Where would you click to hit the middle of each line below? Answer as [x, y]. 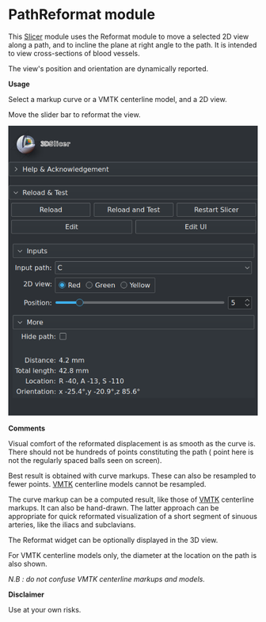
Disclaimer [27, 594]
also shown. [28, 563]
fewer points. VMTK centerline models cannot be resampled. [107, 484]
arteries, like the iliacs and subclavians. [72, 525]
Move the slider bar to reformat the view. [74, 114]
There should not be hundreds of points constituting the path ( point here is [131, 452]
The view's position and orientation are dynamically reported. [108, 68]
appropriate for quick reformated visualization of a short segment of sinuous [133, 516]
